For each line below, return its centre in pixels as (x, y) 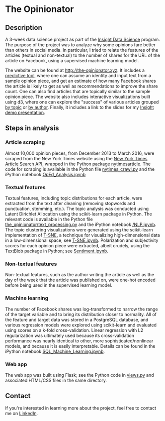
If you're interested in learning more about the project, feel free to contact (81, 408)
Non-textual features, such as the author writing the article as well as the (80, 275)
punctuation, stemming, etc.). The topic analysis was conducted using (77, 209)
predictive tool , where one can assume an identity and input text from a (78, 75)
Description (24, 28)
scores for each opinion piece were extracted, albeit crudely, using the (78, 245)
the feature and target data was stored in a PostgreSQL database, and (77, 319)
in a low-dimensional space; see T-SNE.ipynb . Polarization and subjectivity (82, 240)
